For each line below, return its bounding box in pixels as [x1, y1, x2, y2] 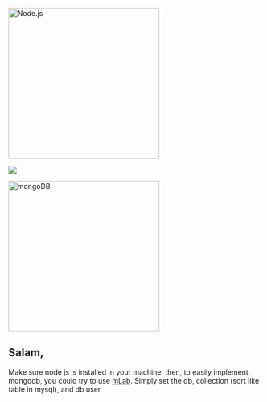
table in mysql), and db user [8, 384, 101, 394]
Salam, [8, 346, 44, 359]
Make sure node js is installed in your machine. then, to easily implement [8, 367, 249, 377]
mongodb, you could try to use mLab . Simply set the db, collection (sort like [8, 375, 260, 385]
